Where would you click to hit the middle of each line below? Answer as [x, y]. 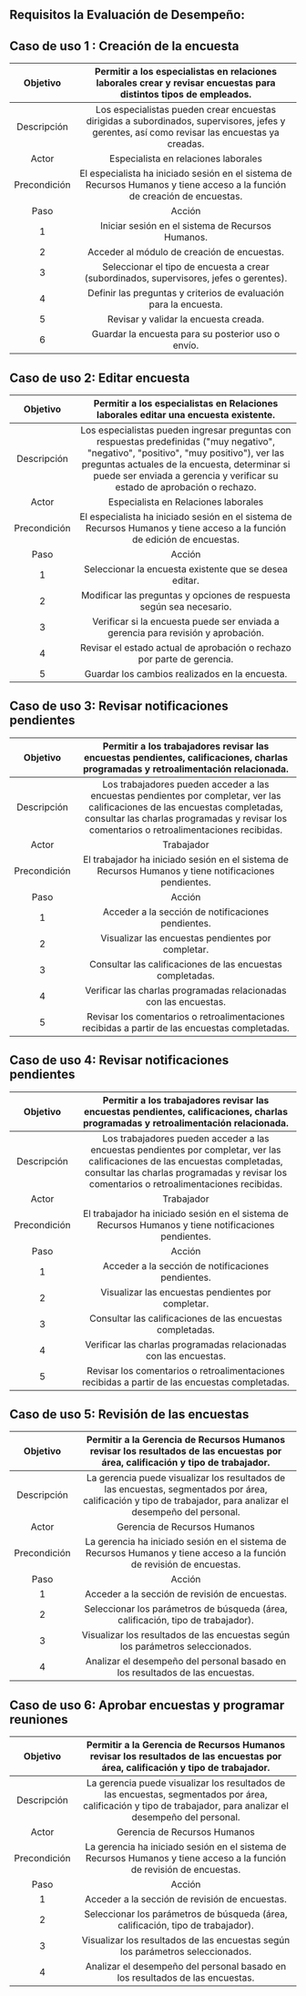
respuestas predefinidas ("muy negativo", [186, 442]
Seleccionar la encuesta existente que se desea [186, 569]
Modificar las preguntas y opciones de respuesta [186, 596]
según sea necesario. [186, 607]
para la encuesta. [186, 304]
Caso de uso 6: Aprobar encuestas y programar [147, 1705]
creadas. [186, 144]
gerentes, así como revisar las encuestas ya [186, 133]
